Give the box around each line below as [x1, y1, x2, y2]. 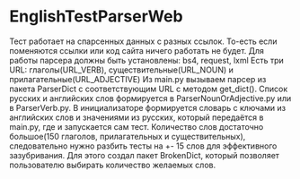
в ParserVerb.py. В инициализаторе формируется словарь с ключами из [9, 102, 286, 113]
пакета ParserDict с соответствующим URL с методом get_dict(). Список [9, 83, 288, 94]
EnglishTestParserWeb [9, 6, 183, 27]
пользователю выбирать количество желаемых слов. [9, 159, 216, 170]
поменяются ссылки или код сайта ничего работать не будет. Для [9, 45, 265, 55]
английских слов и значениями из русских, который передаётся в [9, 112, 264, 123]
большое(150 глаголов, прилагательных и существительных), [9, 131, 246, 141]
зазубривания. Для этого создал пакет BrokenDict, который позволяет [9, 149, 280, 160]
